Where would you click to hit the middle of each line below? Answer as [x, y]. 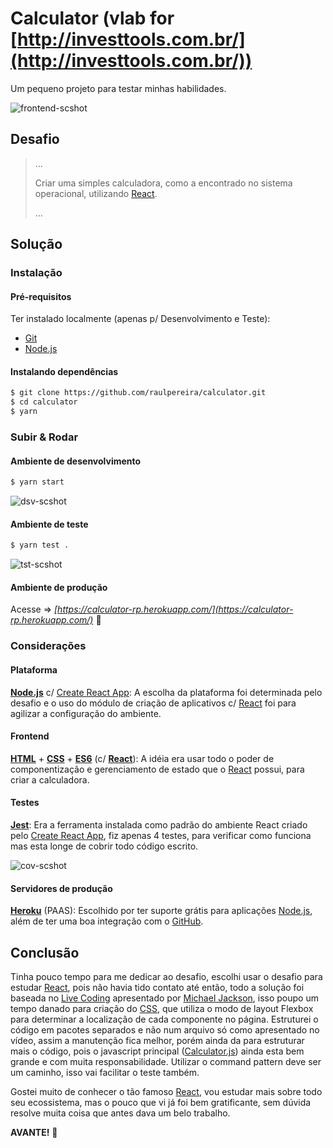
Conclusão [45, 952]
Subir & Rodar [44, 437]
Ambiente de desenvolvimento [76, 461]
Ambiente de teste [49, 524]
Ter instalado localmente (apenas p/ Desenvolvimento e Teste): [140, 319]
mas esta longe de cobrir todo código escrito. [104, 846]
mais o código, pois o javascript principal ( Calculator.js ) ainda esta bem [157, 1051]
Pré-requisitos [41, 296]
